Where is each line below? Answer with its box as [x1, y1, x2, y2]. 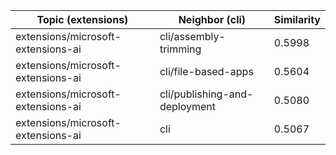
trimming [159, 42, 202, 56]
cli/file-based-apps [159, 65, 254, 78]
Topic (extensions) [36, 13, 129, 26]
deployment [159, 100, 217, 113]
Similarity [273, 13, 321, 26]
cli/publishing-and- [159, 87, 254, 101]
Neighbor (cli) [178, 13, 247, 26]
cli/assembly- [159, 30, 226, 43]
